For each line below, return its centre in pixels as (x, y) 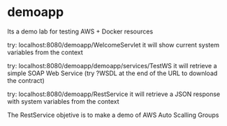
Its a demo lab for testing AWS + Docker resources (80, 31)
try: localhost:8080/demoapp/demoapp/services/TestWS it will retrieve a (112, 65)
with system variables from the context (64, 101)
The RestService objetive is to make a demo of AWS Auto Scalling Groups (113, 115)
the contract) (26, 80)
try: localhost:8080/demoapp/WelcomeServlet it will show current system (113, 45)
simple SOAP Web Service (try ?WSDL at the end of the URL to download (112, 73)
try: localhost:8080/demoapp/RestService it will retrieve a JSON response (114, 94)
